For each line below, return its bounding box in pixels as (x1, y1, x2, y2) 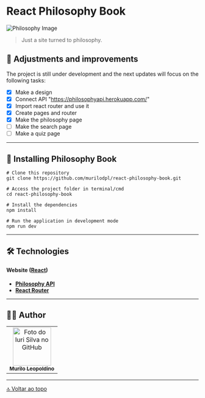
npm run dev (6, 223, 37, 230)
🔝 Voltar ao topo (6, 385, 48, 393)
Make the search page (15, 123, 72, 131)
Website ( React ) (6, 266, 48, 273)
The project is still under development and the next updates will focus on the (6, 70, 199, 78)
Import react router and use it (15, 102, 90, 109)
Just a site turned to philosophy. (21, 36, 103, 43)
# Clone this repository (6, 170, 70, 176)
